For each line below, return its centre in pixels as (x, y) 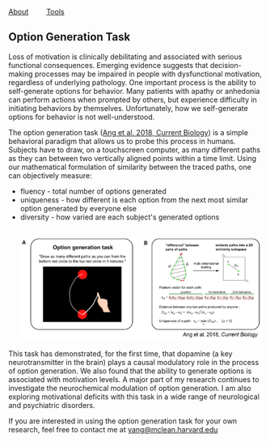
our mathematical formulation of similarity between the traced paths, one (130, 167)
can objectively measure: (51, 175)
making (21, 74)
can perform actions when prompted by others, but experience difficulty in (133, 100)
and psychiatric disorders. (52, 406)
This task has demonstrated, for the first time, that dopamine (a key (120, 354)
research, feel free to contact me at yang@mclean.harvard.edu (113, 430)
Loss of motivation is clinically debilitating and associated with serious (125, 57)
